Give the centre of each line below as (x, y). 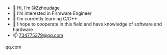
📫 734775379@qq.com (38, 35)
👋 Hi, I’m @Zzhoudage (36, 8)
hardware (23, 30)
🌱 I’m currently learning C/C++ (45, 19)
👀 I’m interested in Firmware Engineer (52, 13)
